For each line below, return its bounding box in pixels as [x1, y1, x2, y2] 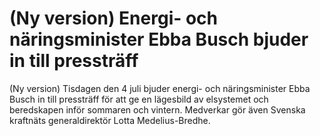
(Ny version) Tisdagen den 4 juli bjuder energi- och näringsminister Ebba [9, 82, 311, 94]
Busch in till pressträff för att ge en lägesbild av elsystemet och [9, 93, 269, 105]
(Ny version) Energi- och [9, 7, 219, 30]
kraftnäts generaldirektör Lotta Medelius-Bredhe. [9, 114, 211, 126]
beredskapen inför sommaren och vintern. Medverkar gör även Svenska [9, 103, 306, 116]
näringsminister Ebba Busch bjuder [9, 28, 309, 51]
